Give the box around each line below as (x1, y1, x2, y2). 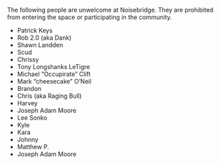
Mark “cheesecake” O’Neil (16, 77, 92, 85)
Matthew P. (16, 143, 49, 151)
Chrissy (16, 55, 39, 64)
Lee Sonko (16, 114, 48, 122)
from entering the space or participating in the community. (7, 13, 173, 21)
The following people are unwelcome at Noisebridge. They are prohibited (7, 6, 214, 14)
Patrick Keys (16, 27, 53, 34)
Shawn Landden (16, 41, 64, 49)
